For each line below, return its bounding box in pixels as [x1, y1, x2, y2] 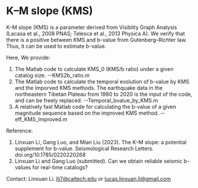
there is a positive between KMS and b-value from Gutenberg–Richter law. [6, 36, 187, 43]
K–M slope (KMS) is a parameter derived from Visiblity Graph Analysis [6, 24, 177, 31]
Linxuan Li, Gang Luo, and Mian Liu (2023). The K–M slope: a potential [14, 138, 187, 145]
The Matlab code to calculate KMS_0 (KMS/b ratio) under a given [14, 65, 174, 72]
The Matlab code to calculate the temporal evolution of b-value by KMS [14, 78, 190, 85]
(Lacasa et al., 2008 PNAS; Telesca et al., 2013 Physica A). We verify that [6, 30, 186, 37]
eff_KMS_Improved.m [14, 115, 68, 122]
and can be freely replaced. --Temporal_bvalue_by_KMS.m [14, 96, 158, 104]
